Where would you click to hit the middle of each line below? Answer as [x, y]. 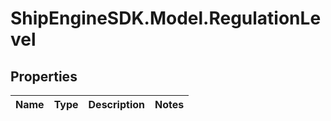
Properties [44, 76]
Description [116, 104]
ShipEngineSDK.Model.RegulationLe [166, 18]
